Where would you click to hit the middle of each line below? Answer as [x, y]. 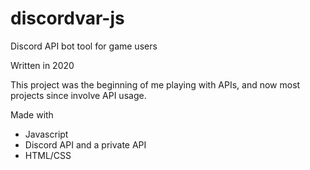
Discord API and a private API [85, 144]
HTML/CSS [48, 155]
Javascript [46, 134]
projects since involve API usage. [78, 95]
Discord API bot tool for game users [84, 46]
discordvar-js [67, 18]
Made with [32, 114]
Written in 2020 [42, 65]
